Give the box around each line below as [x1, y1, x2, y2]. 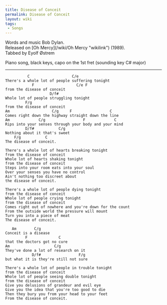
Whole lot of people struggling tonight [5, 96, 90, 101]
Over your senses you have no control [5, 170, 85, 175]
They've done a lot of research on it [5, 248, 85, 253]
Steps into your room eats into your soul [5, 165, 94, 171]
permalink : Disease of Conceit [5, 12, 70, 17]
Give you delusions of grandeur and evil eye [5, 283, 101, 288]
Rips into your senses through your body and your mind [5, 122, 123, 127]
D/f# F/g [31, 252, 85, 258]
